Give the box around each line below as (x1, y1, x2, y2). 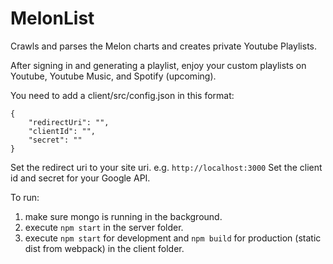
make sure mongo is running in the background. (24, 210, 223, 222)
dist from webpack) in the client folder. (24, 242, 185, 254)
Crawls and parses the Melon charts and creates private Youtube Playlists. (10, 40, 317, 52)
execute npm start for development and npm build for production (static (24, 232, 322, 244)
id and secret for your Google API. (10, 172, 151, 184)
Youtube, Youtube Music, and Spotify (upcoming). (10, 70, 217, 82)
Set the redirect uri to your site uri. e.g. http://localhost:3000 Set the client (10, 161, 323, 173)
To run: (10, 191, 40, 203)
